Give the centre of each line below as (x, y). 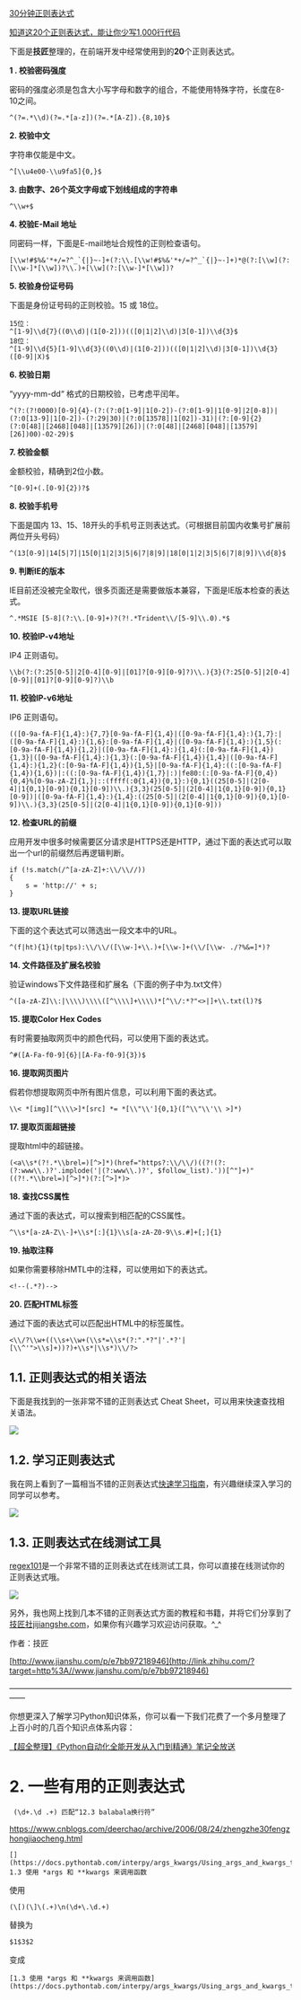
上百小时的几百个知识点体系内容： (72, 1728)
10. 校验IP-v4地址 (42, 636)
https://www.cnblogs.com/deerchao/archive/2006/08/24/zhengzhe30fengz (150, 1829)
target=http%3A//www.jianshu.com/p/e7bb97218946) (109, 1671)
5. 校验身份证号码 (41, 286)
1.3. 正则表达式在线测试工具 (86, 1543)
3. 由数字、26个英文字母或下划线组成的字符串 (94, 189)
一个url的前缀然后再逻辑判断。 (73, 853)
